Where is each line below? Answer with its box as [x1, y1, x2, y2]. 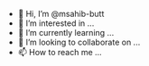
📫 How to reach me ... [17, 47, 102, 57]
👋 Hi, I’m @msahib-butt [17, 9, 105, 19]
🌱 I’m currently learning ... [17, 28, 115, 37]
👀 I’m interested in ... [17, 18, 95, 29]
